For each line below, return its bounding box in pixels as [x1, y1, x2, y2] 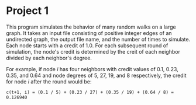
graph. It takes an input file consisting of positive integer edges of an [6, 29, 172, 36]
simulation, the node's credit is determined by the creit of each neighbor [6, 48, 180, 55]
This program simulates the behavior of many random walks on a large [6, 23, 177, 30]
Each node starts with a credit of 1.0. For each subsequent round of [6, 42, 169, 49]
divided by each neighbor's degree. [6, 54, 92, 61]
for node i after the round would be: [6, 78, 92, 85]
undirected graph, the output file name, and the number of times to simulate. [6, 36, 191, 43]
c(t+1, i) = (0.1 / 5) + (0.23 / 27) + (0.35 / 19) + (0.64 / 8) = [6, 89, 174, 95]
